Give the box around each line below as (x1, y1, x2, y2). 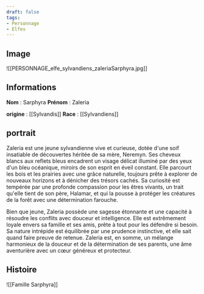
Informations (6, 82, 57, 93)
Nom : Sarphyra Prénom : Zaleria (6, 98, 90, 106)
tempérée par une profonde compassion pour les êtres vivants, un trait (6, 183, 184, 190)
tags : (6, 15, 20, 21)
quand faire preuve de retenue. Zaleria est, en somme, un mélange (6, 234, 174, 241)
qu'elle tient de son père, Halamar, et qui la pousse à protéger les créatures (6, 190, 195, 197)
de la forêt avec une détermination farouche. (6, 196, 118, 203)
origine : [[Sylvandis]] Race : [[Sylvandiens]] (6, 110, 119, 118)
